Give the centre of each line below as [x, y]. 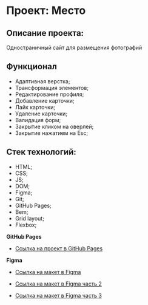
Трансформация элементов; [52, 87]
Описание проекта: [45, 33]
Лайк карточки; [35, 107]
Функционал [32, 67]
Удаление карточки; [41, 114]
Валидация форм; [38, 120]
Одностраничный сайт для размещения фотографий [74, 47]
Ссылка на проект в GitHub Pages [59, 248]
